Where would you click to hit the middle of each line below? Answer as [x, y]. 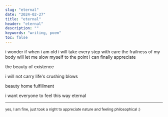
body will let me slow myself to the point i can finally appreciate [70, 57]
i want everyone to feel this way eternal [46, 96]
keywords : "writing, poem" [33, 33]
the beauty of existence [29, 66]
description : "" [22, 28]
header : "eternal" [24, 24]
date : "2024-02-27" [25, 14]
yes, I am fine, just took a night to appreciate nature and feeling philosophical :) [73, 109]
